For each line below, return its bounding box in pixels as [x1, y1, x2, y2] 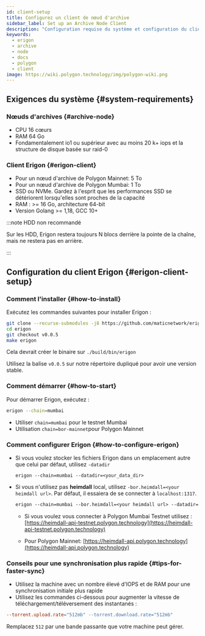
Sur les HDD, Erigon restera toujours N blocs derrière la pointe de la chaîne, [6, 231, 196, 238]
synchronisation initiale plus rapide [15, 587, 103, 594]
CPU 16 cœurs [15, 126, 52, 133]
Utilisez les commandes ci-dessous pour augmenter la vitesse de [15, 593, 180, 601]
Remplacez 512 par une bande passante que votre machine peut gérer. [6, 623, 184, 630]
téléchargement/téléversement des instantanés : [15, 600, 137, 607]
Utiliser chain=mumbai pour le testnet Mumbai [15, 419, 128, 426]
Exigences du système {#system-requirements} [6, 94, 194, 104]
